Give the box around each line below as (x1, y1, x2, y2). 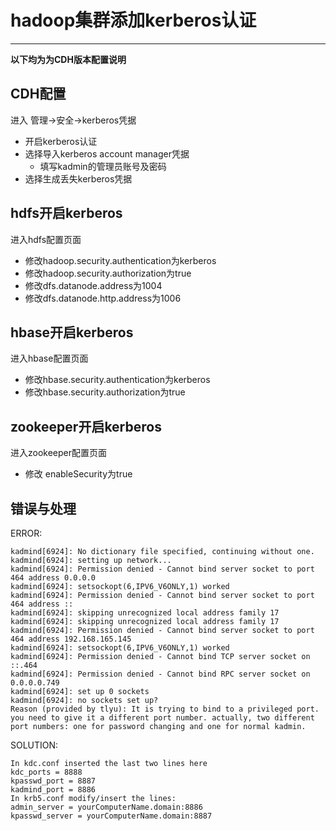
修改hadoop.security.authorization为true (24, 267, 192, 279)
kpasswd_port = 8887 (10, 776, 97, 786)
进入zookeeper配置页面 (10, 447, 108, 459)
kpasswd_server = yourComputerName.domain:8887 (10, 811, 213, 821)
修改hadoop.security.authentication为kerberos (24, 254, 217, 266)
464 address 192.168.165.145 (10, 634, 132, 644)
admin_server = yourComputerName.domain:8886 (10, 802, 203, 812)
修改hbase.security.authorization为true (24, 386, 186, 398)
